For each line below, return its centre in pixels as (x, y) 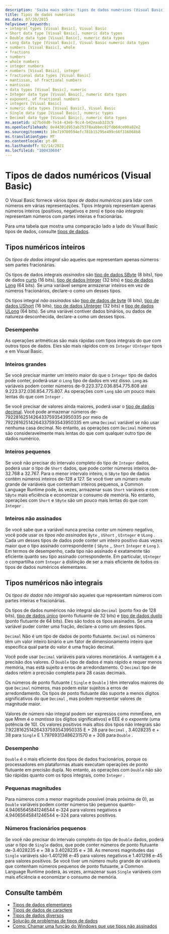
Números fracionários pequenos (46, 829)
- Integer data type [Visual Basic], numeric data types (66, 94)
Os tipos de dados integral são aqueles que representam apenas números (82, 259)
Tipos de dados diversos (38, 915)
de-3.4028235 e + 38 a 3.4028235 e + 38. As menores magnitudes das (80, 850)
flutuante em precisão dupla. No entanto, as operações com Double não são (83, 770)
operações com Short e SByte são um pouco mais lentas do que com (76, 500)
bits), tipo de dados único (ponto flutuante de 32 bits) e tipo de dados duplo (84, 615)
